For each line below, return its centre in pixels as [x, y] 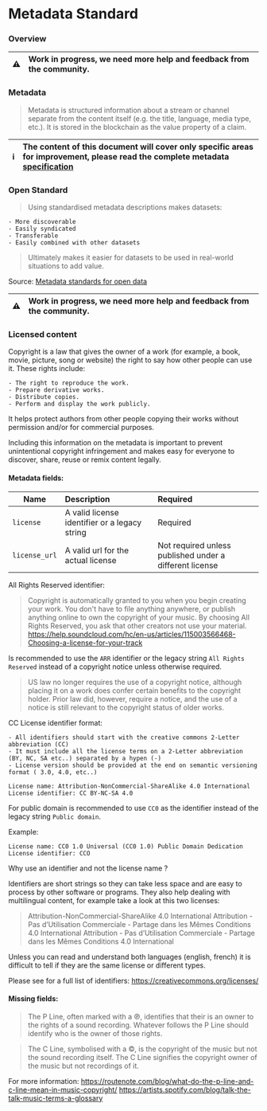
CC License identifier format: [56, 722]
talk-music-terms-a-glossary [56, 1098]
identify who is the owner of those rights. [95, 1033]
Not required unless [195, 545]
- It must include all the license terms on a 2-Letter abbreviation [126, 751]
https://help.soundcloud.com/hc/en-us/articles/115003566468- [132, 634]
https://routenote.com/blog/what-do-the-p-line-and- [167, 1081]
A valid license [92, 512]
